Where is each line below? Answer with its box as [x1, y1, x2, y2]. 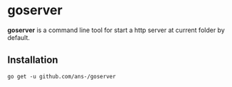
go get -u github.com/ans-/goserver [7, 73, 116, 80]
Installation [7, 54, 58, 66]
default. [7, 33, 31, 41]
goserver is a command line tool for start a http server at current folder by [7, 26, 226, 34]
